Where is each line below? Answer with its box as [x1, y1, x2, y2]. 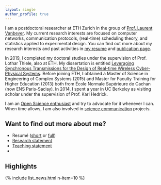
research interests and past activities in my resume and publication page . [5, 46, 151, 51]
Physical [5, 70, 22, 76]
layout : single [5, 7, 36, 12]
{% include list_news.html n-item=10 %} [5, 175, 85, 181]
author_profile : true [5, 12, 49, 17]
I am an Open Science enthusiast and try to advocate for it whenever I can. [5, 101, 155, 106]
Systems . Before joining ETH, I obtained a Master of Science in [22, 70, 148, 76]
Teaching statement [12, 143, 52, 149]
